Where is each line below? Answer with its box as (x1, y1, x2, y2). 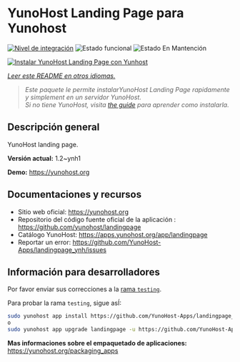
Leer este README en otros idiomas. (7, 71, 116, 80)
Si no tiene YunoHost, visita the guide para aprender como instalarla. (24, 100, 230, 109)
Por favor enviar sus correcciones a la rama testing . (7, 285, 162, 293)
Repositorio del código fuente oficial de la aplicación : (17, 215, 176, 223)
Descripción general (7, 121, 100, 134)
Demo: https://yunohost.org (7, 168, 90, 176)
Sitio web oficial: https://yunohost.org (17, 207, 129, 216)
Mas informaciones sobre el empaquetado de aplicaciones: (7, 339, 187, 347)
